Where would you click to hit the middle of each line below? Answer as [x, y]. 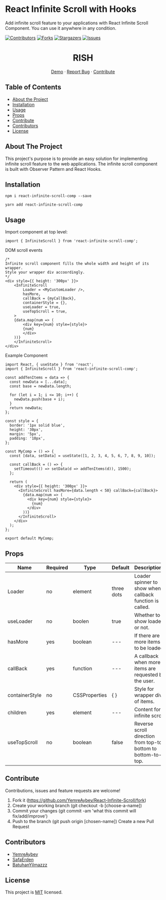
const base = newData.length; [41, 386]
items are [145, 668]
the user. [144, 680]
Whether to [147, 615]
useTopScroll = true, [45, 311]
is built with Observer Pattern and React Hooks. [54, 169]
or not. [142, 627]
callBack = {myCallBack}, [50, 299]
